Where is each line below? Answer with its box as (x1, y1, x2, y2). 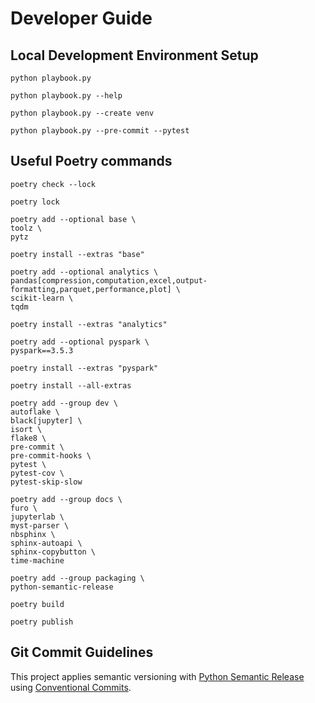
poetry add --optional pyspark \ (10, 337, 150, 347)
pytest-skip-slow (10, 477, 83, 487)
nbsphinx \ (10, 529, 56, 539)
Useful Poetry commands (10, 153, 173, 170)
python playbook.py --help (10, 91, 123, 101)
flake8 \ (10, 433, 47, 443)
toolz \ (10, 223, 43, 233)
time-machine (10, 555, 65, 566)
